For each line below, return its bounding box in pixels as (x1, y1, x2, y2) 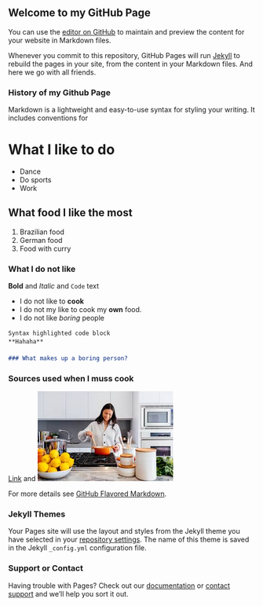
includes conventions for (8, 113, 89, 123)
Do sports (19, 175, 52, 185)
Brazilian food (19, 227, 65, 237)
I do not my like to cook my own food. (19, 305, 142, 314)
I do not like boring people (19, 314, 104, 323)
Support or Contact (8, 563, 84, 574)
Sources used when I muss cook (8, 373, 134, 384)
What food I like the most (8, 206, 133, 219)
